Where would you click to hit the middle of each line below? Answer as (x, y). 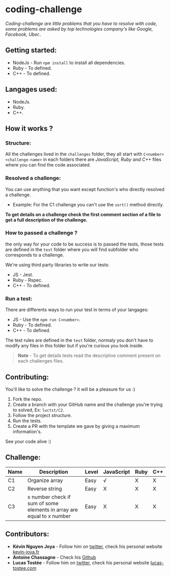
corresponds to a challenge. (35, 255)
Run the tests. (27, 421)
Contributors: (27, 534)
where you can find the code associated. (48, 165)
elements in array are (52, 509)
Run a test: (19, 298)
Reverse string (45, 488)
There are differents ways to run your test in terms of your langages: (77, 310)
